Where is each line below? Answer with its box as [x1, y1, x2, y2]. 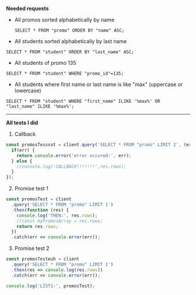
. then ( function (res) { [11, 207, 69, 213]
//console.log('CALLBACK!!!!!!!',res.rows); [16, 164, 127, 169]
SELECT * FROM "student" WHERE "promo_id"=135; [6, 71, 124, 77]
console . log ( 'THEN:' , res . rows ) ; [16, 213, 98, 218]
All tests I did [6, 119, 38, 126]
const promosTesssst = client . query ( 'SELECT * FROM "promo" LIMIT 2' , [6, 142, 181, 148]
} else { [11, 158, 33, 164]
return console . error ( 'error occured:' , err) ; [16, 152, 132, 158]
